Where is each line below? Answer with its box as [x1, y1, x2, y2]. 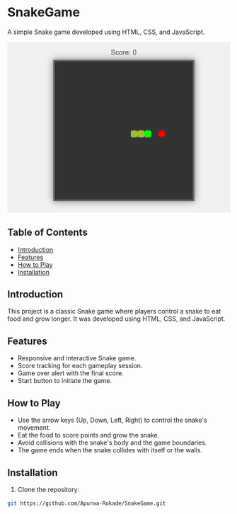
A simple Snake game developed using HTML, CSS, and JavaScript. [7, 28, 205, 36]
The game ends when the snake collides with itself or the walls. [17, 446, 203, 455]
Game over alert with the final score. [17, 369, 124, 377]
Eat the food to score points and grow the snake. [17, 431, 160, 440]
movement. [17, 423, 51, 432]
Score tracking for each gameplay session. [17, 362, 143, 370]
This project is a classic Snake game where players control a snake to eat [7, 307, 221, 316]
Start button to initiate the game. [17, 377, 112, 385]
